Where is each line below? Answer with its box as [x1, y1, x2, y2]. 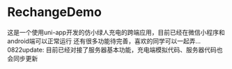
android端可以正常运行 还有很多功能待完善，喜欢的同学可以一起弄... [7, 36, 201, 45]
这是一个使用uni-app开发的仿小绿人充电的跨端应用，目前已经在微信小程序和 [7, 28, 225, 36]
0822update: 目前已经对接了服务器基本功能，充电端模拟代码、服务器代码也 [7, 45, 223, 54]
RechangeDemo [7, 4, 102, 20]
